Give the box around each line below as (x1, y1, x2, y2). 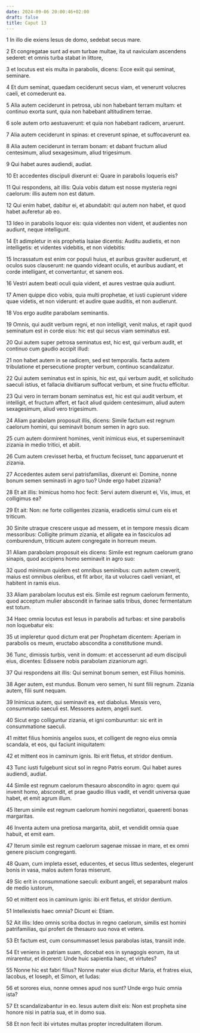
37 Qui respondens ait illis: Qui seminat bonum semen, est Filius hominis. (6, 669, 186, 676)
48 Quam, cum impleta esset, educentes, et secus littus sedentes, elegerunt (6, 860, 194, 867)
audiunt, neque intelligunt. (6, 226, 70, 233)
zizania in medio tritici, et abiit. (6, 441, 81, 448)
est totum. (6, 604, 32, 611)
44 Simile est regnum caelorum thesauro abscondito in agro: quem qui (6, 782, 180, 789)
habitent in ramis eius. (6, 579, 61, 586)
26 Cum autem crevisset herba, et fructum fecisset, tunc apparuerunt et (6, 453, 184, 460)
